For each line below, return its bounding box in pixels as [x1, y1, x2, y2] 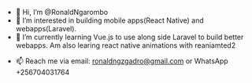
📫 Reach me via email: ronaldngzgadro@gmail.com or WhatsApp [15, 56, 228, 66]
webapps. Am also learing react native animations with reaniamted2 [15, 41, 236, 50]
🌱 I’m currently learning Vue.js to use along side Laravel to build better [15, 32, 244, 41]
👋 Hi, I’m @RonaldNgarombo [15, 8, 109, 16]
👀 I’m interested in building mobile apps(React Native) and [15, 16, 205, 25]
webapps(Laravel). [15, 24, 77, 33]
